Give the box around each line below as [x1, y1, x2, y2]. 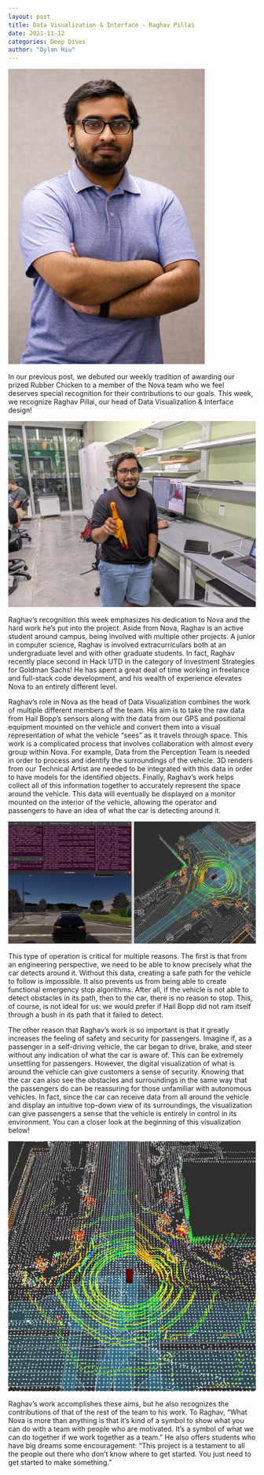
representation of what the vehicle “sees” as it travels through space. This [8, 730, 248, 740]
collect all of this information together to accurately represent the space [8, 781, 241, 790]
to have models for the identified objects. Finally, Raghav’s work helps [8, 772, 234, 782]
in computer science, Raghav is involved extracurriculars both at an [8, 640, 226, 649]
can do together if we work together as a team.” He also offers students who [8, 1432, 256, 1442]
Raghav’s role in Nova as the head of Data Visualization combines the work [8, 697, 251, 707]
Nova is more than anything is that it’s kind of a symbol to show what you [8, 1415, 244, 1425]
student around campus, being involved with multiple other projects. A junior [8, 632, 256, 641]
